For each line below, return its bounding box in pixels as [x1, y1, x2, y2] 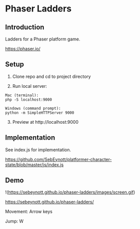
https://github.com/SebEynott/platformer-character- [5, 156, 112, 162]
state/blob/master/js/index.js [5, 162, 64, 168]
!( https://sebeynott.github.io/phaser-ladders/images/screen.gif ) [5, 189, 136, 195]
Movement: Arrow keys [5, 209, 53, 215]
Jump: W [5, 218, 24, 225]
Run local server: [12, 83, 47, 89]
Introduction [5, 23, 45, 31]
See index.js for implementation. [5, 147, 71, 153]
